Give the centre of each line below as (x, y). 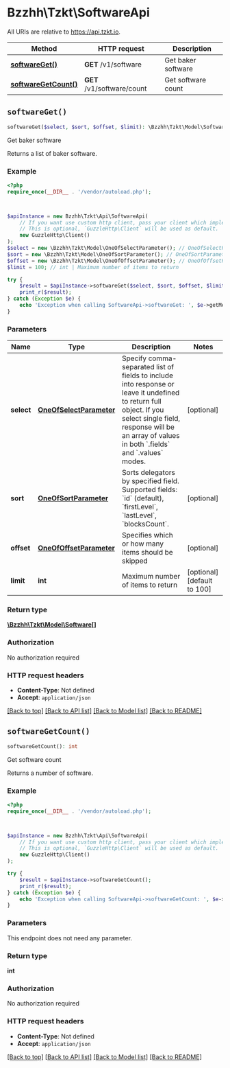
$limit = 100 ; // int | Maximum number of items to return (93, 267)
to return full (142, 402)
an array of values (151, 436)
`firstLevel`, (140, 507)
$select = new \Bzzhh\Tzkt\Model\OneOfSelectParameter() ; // (96, 248)
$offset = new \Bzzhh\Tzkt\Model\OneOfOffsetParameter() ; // (96, 261)
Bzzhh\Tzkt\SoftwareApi (79, 13)
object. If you (143, 410)
